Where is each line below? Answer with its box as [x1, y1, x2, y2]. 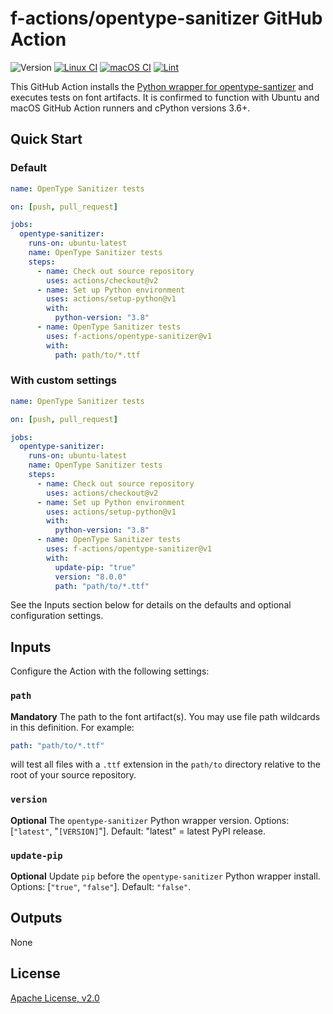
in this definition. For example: [10, 721, 135, 733]
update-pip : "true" [54, 562, 137, 572]
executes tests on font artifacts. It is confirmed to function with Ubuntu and [10, 91, 320, 103]
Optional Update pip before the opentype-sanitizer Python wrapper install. [10, 870, 321, 882]
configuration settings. [10, 610, 104, 622]
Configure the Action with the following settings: [10, 665, 210, 677]
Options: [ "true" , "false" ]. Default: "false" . [10, 881, 192, 892]
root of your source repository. [10, 769, 137, 781]
